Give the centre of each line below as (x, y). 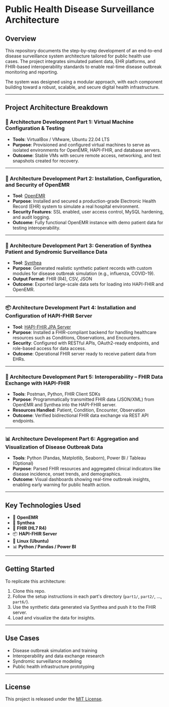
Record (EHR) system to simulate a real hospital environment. (76, 206)
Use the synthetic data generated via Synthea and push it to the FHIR (84, 607)
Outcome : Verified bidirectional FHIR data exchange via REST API (80, 415)
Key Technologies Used (43, 505)
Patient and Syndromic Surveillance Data (56, 252)
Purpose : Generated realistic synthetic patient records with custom (82, 268)
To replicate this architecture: (36, 581)
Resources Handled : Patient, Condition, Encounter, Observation (79, 410)
